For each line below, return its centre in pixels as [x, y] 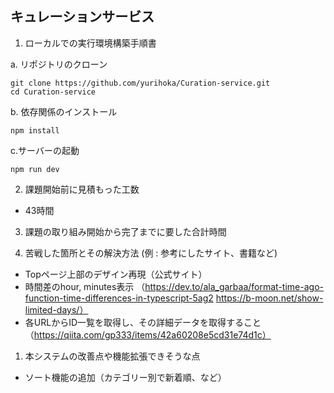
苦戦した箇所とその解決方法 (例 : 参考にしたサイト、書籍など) [151, 253]
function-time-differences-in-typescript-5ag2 [119, 298]
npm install [35, 130]
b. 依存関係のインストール [64, 111]
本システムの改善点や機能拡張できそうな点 [112, 356]
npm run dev [35, 169]
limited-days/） [56, 309]
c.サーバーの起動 [45, 150]
